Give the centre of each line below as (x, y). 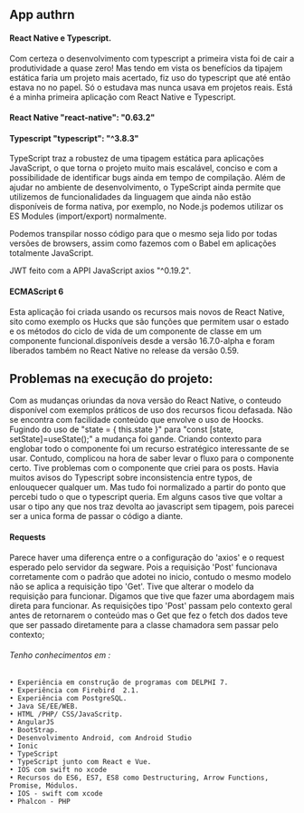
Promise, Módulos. (44, 785)
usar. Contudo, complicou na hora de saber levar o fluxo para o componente (152, 458)
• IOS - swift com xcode (56, 793)
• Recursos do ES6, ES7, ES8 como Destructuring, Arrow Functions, (139, 778)
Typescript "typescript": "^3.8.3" (74, 138)
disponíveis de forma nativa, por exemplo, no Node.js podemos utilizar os (147, 207)
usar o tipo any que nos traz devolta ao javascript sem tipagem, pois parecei (152, 506)
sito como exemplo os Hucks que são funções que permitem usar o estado (149, 321)
